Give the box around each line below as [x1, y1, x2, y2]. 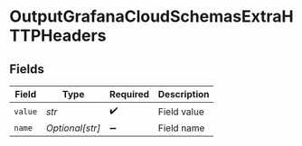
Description [157, 88, 210, 100]
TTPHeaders [9, 25, 107, 46]
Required [109, 88, 150, 100]
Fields [9, 61, 45, 77]
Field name [157, 122, 205, 134]
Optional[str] [45, 122, 101, 134]
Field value [157, 105, 205, 118]
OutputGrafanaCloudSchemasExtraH [9, 6, 294, 27]
